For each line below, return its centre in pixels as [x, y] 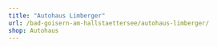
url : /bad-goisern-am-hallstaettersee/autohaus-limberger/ [109, 23]
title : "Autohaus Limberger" [57, 16]
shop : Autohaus [34, 30]
